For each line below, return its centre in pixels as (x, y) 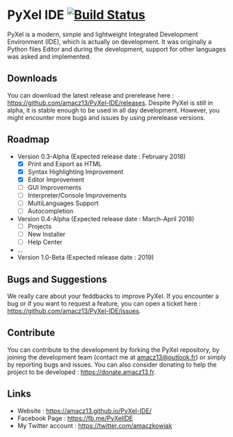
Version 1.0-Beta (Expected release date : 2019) (86, 258)
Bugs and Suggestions (57, 279)
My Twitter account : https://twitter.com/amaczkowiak (95, 425)
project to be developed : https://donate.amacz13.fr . (82, 372)
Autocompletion (50, 211)
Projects (40, 226)
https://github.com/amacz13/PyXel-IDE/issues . (74, 311)
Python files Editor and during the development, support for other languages (116, 49)
